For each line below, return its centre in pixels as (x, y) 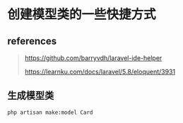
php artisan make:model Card (50, 112)
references (32, 41)
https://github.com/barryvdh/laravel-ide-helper (93, 58)
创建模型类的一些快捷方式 (82, 14)
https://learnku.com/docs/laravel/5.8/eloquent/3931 (100, 72)
